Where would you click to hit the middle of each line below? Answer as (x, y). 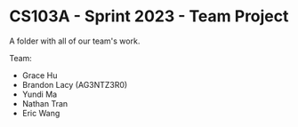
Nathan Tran (45, 103)
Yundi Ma (40, 94)
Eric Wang (41, 113)
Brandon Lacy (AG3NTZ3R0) (75, 84)
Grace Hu (40, 75)
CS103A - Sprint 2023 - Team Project (149, 16)
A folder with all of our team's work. (75, 41)
